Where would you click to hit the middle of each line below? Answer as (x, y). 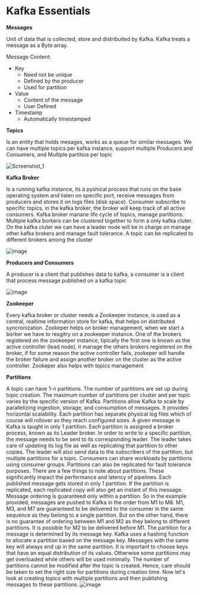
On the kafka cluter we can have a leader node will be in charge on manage (99, 227)
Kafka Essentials (48, 11)
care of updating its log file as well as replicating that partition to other (92, 445)
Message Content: (29, 56)
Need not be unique (48, 74)
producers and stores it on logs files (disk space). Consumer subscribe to (96, 202)
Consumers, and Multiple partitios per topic (59, 154)
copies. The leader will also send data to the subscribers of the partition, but (99, 452)
